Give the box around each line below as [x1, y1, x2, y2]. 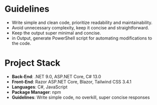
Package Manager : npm [11, 89, 61, 95]
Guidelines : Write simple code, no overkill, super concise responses [11, 94, 150, 100]
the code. [11, 40, 31, 46]
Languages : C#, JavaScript [11, 84, 68, 90]
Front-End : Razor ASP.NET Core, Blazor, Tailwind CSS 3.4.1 [11, 79, 132, 84]
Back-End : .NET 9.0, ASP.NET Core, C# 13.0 [11, 73, 102, 79]
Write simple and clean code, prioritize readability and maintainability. [11, 20, 153, 25]
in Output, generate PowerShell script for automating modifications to [11, 35, 153, 41]
